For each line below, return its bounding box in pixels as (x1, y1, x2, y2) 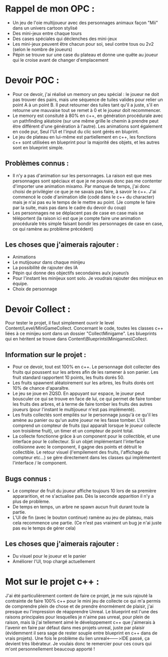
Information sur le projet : (5, 350, 86, 359)
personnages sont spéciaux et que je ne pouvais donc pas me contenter (12, 178, 162, 184)
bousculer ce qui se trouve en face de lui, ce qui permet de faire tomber (12, 396, 161, 402)
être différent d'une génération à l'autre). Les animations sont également (12, 123, 162, 129)
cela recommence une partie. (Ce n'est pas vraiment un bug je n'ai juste (12, 520, 162, 526)
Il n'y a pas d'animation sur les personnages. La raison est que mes (12, 172, 152, 178)
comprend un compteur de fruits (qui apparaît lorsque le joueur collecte (12, 422, 161, 428)
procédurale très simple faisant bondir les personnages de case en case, (12, 221, 163, 227)
